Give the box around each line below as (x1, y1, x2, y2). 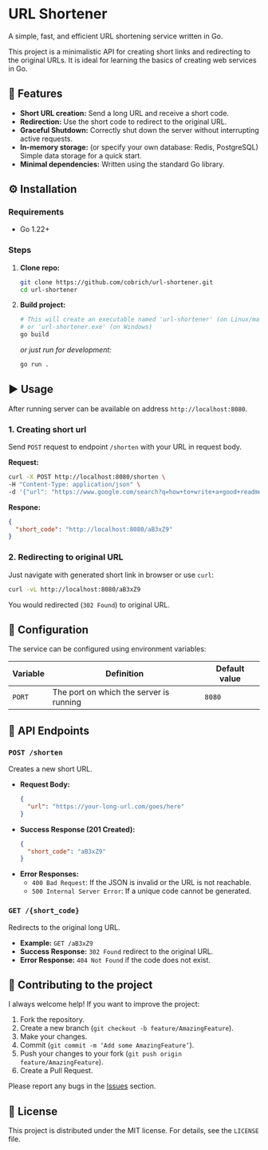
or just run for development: (19, 345, 112, 355)
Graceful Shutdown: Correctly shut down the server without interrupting (19, 125, 259, 134)
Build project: (19, 300, 66, 310)
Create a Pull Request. (19, 1066, 93, 1076)
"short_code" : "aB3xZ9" (27, 847, 106, 855)
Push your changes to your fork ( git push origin (19, 1049, 182, 1059)
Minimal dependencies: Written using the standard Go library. (19, 159, 225, 169)
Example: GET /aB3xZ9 (19, 938, 93, 948)
